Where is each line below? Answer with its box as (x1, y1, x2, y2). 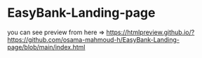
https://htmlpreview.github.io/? (106, 28, 195, 36)
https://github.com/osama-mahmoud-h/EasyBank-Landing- (7, 35, 180, 43)
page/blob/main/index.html (7, 43, 86, 51)
